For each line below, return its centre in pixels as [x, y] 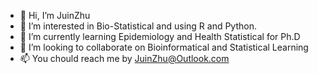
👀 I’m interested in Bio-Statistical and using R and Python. [138, 26]
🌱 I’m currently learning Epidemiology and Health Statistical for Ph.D [160, 36]
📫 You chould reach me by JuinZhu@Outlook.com [124, 58]
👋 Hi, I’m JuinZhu [55, 15]
